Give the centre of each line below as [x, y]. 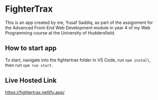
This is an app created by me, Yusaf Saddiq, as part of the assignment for [79, 22]
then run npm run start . [29, 65]
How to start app [31, 48]
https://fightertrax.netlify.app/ [35, 92]
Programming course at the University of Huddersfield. [60, 33]
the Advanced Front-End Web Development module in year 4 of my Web [78, 27]
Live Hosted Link [31, 81]
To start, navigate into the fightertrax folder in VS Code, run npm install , [78, 60]
